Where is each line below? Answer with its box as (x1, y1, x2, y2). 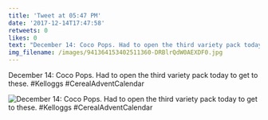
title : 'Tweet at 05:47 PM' (8, 11, 102, 20)
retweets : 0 (8, 26, 48, 34)
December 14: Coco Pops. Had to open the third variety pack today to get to (8, 71, 258, 79)
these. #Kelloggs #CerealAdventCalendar (8, 79, 145, 88)
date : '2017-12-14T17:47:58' (8, 19, 105, 27)
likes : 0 (8, 33, 37, 42)
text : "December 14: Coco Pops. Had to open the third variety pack (8, 41, 241, 49)
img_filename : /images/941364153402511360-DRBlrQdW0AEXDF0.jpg (8, 48, 223, 56)
